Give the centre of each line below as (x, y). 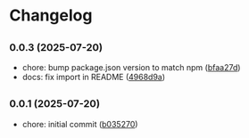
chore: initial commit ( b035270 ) (80, 124)
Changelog (51, 16)
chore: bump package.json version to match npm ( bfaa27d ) (131, 67)
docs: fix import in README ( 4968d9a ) (94, 77)
